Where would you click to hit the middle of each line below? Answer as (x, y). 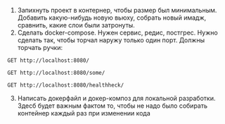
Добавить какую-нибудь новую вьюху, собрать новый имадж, (112, 18)
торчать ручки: (40, 48)
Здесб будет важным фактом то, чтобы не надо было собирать (112, 106)
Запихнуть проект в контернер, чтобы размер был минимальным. (117, 10)
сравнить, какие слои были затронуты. (76, 25)
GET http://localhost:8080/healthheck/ (66, 85)
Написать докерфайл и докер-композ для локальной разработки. (116, 98)
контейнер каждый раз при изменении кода (84, 113)
